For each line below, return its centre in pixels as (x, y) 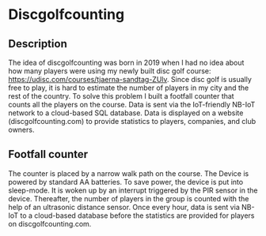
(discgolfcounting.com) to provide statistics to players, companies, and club (132, 121)
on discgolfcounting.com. (50, 223)
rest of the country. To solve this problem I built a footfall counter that (122, 96)
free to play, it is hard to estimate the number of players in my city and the (129, 88)
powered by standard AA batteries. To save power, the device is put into (126, 182)
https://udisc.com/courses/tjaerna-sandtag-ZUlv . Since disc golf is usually (130, 79)
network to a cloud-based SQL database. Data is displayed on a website (126, 113)
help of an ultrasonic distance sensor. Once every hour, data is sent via (124, 207)
